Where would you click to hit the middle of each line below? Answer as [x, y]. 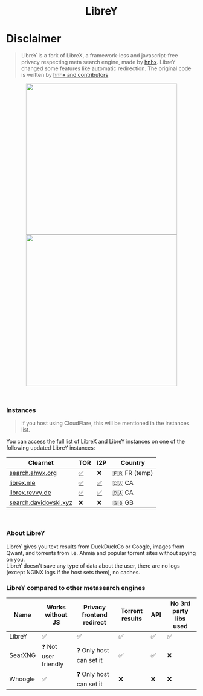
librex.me [22, 483]
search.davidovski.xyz [41, 502]
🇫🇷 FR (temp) [133, 473]
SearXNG [23, 655]
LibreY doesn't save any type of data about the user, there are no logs [93, 566]
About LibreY [26, 533]
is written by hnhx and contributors [65, 75]
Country [133, 463]
